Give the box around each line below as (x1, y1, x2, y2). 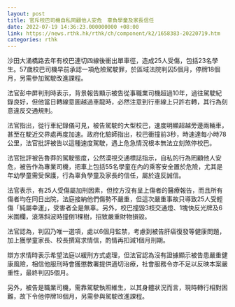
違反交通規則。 (13, 107, 57, 115)
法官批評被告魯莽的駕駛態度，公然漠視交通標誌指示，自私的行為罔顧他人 (7, 153, 215, 162)
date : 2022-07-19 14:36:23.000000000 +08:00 (7, 23, 139, 30)
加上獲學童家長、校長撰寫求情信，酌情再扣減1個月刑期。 (7, 236, 169, 245)
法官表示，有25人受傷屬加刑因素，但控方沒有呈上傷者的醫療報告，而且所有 (7, 186, 223, 195)
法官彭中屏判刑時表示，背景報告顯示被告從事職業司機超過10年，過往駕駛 (7, 89, 216, 97)
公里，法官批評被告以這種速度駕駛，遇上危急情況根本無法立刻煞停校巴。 (7, 139, 215, 147)
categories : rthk (7, 36, 58, 43)
